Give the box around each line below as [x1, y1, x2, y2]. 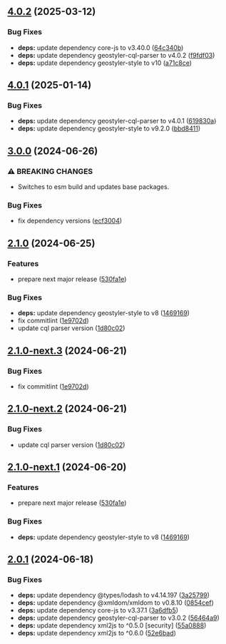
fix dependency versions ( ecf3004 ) [17, 217, 123, 225]
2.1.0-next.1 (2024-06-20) [7, 461, 127, 474]
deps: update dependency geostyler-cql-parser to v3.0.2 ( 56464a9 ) [17, 613, 220, 623]
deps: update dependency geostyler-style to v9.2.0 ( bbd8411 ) [17, 124, 201, 133]
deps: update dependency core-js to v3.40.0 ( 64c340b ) [17, 43, 184, 52]
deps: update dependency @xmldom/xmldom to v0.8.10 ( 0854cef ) [17, 598, 214, 607]
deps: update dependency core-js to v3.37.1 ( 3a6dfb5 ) [17, 606, 179, 615]
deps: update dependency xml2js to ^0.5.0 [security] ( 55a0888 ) [17, 621, 207, 630]
